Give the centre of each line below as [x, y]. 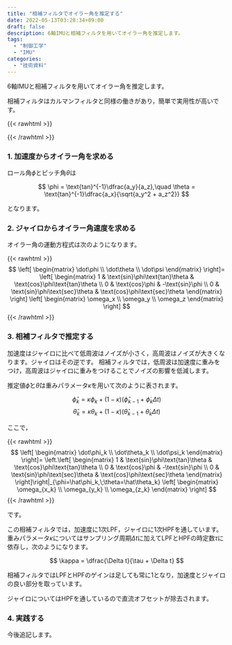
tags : [15, 40]
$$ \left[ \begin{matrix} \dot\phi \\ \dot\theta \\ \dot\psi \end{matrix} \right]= [117, 269]
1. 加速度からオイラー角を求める [60, 156]
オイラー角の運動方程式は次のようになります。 [74, 245]
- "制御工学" [30, 46]
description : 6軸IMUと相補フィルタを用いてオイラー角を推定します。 [96, 33]
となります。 [25, 208]
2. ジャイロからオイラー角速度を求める [72, 228]
